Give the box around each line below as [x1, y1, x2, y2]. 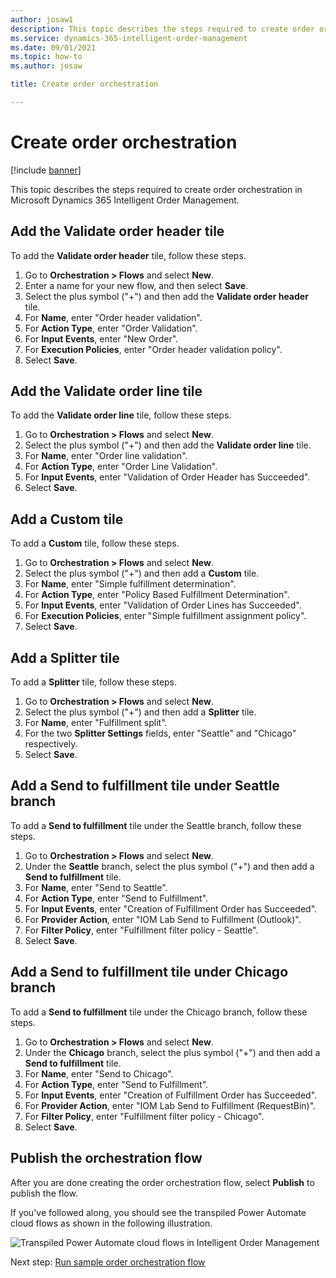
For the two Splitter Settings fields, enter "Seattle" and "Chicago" [24, 727, 297, 740]
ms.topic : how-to [10, 52, 83, 62]
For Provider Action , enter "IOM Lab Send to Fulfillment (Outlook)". [24, 913, 302, 925]
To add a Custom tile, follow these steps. [10, 537, 180, 550]
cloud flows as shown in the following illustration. [10, 1217, 213, 1229]
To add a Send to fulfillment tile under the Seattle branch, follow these [10, 819, 302, 831]
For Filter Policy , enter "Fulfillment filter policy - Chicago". [24, 1110, 265, 1122]
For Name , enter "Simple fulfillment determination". [24, 578, 237, 590]
